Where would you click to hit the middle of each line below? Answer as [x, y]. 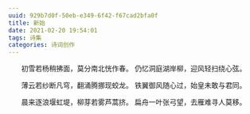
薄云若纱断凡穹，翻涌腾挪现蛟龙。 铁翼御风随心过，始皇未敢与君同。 [134, 85]
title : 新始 [27, 23]
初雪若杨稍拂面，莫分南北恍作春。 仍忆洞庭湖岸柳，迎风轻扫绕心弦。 [134, 69]
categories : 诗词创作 [42, 45]
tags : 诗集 [25, 38]
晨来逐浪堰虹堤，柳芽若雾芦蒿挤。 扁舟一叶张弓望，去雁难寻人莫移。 [134, 102]
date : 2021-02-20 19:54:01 [53, 30]
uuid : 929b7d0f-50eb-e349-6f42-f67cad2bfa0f [83, 15]
